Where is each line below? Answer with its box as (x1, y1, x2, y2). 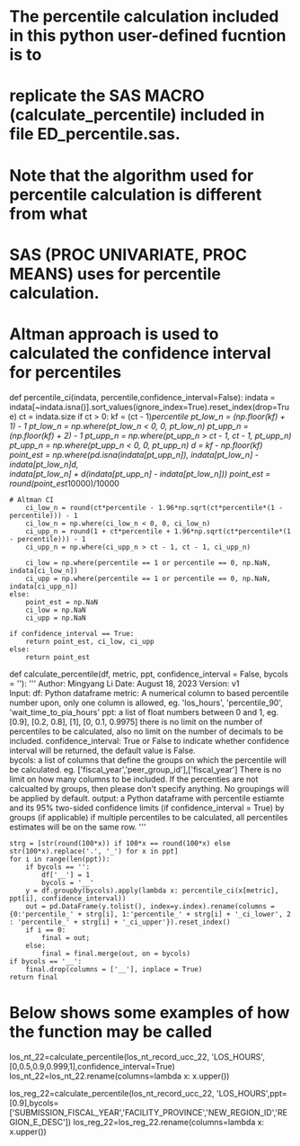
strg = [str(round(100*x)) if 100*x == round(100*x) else (9, 838, 231, 847)
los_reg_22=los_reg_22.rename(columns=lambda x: (73, 1116, 265, 1127)
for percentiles (9, 362, 122, 382)
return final (9, 972, 58, 981)
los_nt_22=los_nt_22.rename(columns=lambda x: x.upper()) (9, 1070, 230, 1081)
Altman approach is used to (9, 324, 219, 344)
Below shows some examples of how (9, 1002, 290, 1023)
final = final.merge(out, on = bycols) (41, 949, 191, 958)
